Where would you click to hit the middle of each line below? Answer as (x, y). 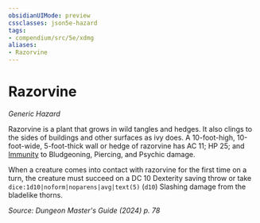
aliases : (23, 45)
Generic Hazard (35, 113)
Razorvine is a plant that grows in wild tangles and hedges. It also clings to (130, 129)
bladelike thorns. (36, 194)
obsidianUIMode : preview (49, 15)
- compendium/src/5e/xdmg (51, 38)
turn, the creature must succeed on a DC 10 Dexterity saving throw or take (130, 178)
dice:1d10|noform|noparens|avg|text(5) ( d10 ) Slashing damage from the (127, 186)
